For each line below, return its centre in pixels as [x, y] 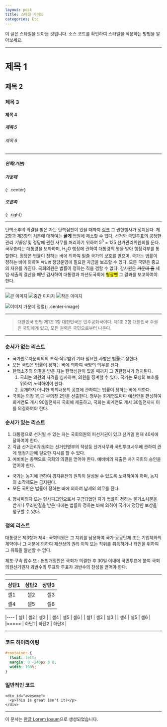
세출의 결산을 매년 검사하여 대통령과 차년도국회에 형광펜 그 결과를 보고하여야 [84, 274]
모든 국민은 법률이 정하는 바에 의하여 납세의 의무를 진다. [66, 488]
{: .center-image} [62, 306]
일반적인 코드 [20, 685]
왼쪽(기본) [15, 163]
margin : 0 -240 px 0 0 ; [33, 662]
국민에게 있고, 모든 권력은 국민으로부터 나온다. [67, 328]
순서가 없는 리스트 [25, 347]
